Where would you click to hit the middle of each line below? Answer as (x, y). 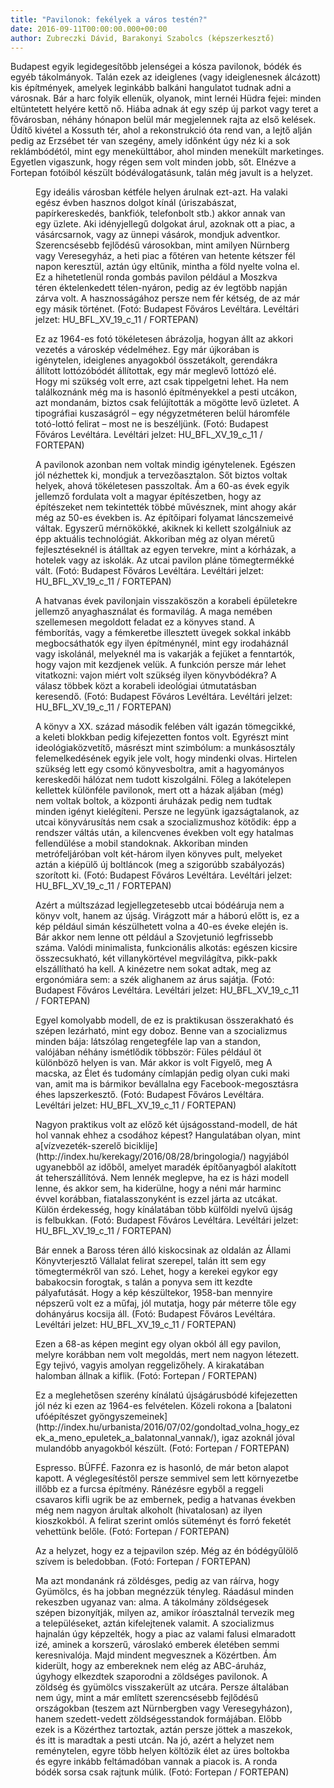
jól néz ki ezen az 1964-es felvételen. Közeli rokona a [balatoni (163, 1406)
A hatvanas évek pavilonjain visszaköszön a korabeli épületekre (166, 601)
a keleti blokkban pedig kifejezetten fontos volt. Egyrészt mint (162, 737)
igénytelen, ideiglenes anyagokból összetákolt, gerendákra (156, 360)
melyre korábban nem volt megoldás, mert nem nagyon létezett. (167, 1355)
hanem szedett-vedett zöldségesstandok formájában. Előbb (159, 1719)
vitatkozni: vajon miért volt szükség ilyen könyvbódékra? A (156, 675)
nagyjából (269, 1157)
